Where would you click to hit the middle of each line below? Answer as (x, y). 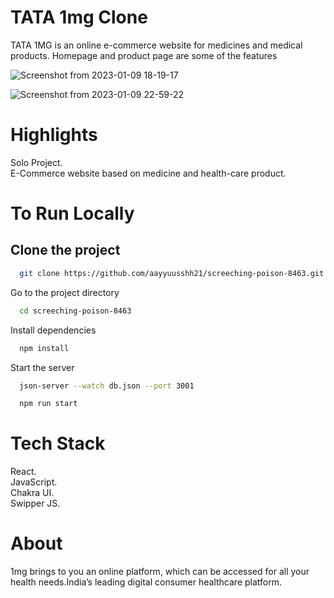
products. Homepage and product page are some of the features (144, 55)
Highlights (54, 135)
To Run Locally (72, 213)
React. (23, 472)
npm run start (48, 404)
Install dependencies (53, 330)
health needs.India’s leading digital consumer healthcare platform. (146, 582)
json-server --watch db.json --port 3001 (107, 386)
